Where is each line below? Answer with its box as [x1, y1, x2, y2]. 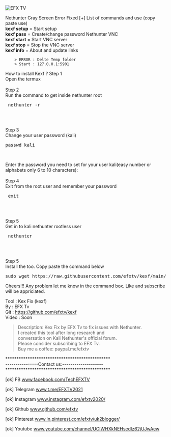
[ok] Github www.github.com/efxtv [5, 406, 78, 412]
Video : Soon [5, 314, 33, 320]
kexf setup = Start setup [5, 25, 57, 32]
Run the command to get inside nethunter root [5, 92, 102, 98]
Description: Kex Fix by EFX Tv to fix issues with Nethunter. [17, 324, 142, 330]
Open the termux [5, 76, 41, 82]
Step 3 [5, 127, 19, 133]
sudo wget [5, 274, 30, 279]
